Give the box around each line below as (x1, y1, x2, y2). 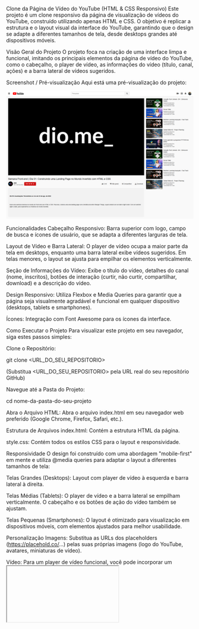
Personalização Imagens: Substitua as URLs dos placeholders (6, 534, 157, 541)
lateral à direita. (6, 480, 45, 488)
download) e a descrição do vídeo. (6, 279, 91, 286)
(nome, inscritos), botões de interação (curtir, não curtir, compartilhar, (6, 273, 177, 280)
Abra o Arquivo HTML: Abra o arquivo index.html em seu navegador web (6, 409, 184, 416)
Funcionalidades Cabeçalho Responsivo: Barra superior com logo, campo (6, 224, 186, 232)
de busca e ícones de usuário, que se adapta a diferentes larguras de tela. (6, 231, 188, 238)
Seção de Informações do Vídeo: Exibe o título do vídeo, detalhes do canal (6, 267, 189, 274)
